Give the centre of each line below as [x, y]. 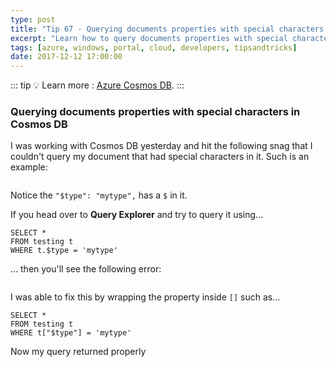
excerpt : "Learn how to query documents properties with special [149, 38]
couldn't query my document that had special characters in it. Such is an [160, 157]
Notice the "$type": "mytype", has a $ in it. [99, 195]
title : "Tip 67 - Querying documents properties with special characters [167, 29]
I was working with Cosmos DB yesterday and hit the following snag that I [161, 146]
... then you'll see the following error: [86, 269]
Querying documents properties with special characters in [155, 112]
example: [29, 167]
